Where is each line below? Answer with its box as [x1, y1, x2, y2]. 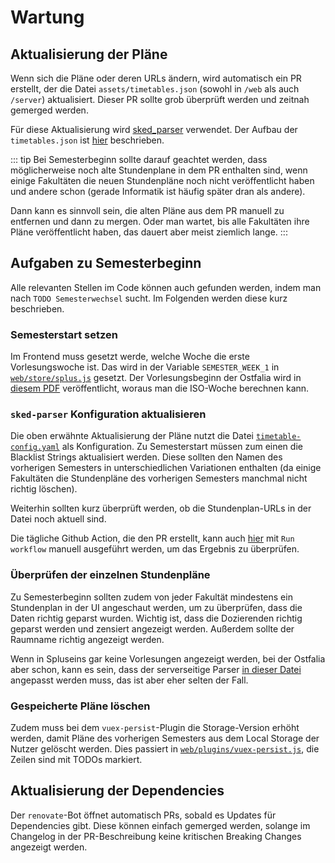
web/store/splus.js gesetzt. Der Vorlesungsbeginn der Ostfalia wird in [10, 372, 302, 384]
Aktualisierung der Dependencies [10, 782, 225, 800]
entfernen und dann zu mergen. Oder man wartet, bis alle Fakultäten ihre [10, 216, 310, 227]
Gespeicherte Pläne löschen [10, 699, 151, 713]
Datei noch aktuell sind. [10, 513, 107, 525]
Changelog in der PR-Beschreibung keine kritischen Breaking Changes [10, 830, 302, 842]
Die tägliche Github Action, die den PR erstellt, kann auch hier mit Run [10, 532, 295, 545]
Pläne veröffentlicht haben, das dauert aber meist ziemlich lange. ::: [10, 226, 288, 238]
